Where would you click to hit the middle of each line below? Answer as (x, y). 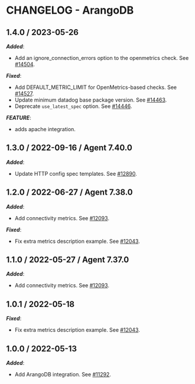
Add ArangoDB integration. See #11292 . (63, 375)
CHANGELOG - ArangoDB (70, 10)
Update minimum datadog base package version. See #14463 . (91, 100)
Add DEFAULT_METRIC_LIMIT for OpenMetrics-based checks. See (96, 87)
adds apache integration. (45, 129)
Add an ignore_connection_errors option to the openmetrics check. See (102, 58)
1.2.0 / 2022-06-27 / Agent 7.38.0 (69, 193)
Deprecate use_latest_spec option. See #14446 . (73, 106)
